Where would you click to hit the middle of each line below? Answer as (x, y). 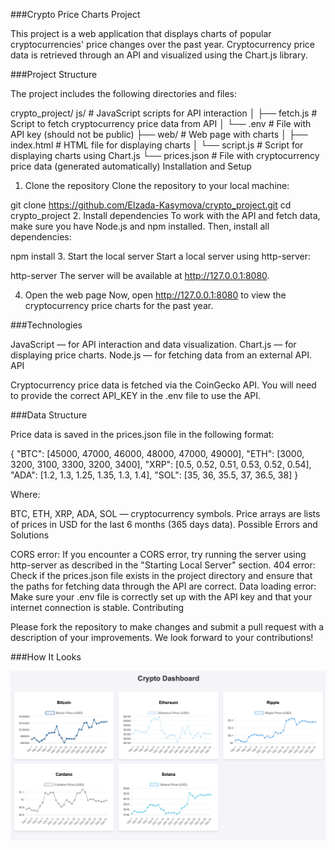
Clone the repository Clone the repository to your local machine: (157, 185)
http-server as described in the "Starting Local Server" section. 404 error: (163, 565)
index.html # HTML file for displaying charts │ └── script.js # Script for (157, 145)
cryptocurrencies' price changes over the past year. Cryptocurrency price (162, 44)
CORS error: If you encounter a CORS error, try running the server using (158, 554)
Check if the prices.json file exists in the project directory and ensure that (161, 575)
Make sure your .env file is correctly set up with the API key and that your (161, 597)
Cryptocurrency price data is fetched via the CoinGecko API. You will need (163, 385)
